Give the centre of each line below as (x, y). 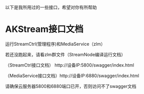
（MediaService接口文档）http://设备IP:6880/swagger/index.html (72, 76)
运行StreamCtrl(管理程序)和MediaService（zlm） (55, 44)
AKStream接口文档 (44, 29)
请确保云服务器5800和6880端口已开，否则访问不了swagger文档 (71, 86)
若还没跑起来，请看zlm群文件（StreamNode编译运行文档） (66, 54)
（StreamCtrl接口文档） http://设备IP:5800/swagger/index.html (70, 65)
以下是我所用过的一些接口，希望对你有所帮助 (51, 7)
